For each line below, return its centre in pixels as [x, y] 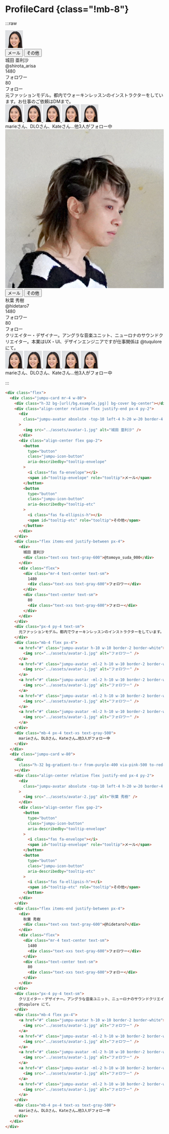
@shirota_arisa [21, 66]
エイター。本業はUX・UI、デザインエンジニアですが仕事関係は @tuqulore [86, 341]
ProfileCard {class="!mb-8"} [67, 9]
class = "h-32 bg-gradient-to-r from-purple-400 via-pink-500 [83, 765]
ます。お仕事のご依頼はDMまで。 [39, 101]
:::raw [11, 23]
